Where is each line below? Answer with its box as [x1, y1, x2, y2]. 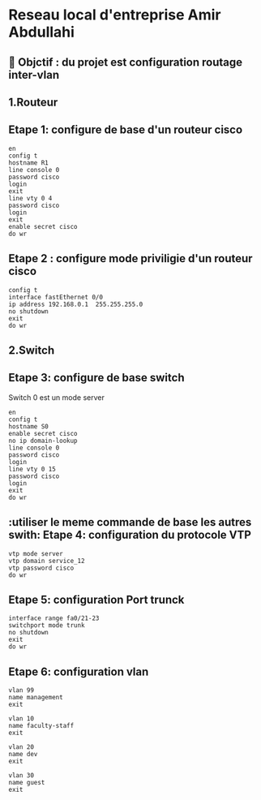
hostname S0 [8, 422, 49, 431]
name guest [8, 779, 45, 787]
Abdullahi [8, 23, 75, 41]
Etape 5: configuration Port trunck [8, 593, 185, 606]
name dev [8, 751, 38, 759]
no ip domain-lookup [8, 437, 79, 445]
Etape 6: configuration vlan [8, 665, 149, 678]
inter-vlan [8, 67, 59, 82]
